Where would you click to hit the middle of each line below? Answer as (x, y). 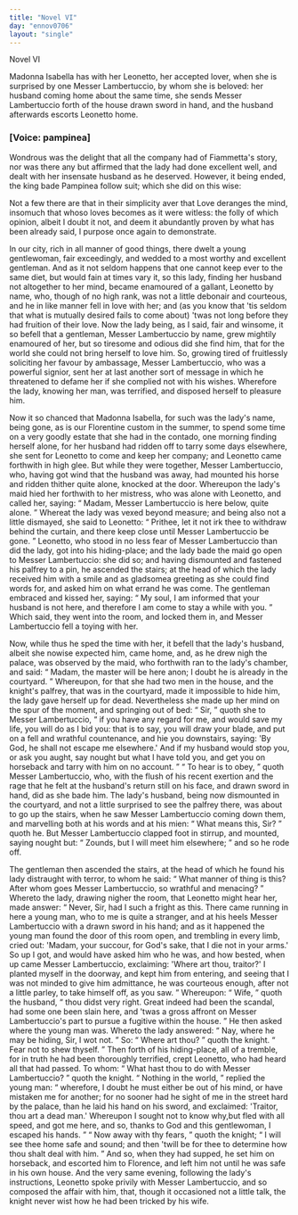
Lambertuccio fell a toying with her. (74, 626)
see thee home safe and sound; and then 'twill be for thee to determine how (148, 1144)
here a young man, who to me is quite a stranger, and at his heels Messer (144, 916)
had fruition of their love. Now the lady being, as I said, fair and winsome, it (146, 324)
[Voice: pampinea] (50, 137)
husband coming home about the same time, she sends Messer (126, 95)
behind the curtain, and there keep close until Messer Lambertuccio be (139, 531)
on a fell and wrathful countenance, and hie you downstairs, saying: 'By (140, 738)
